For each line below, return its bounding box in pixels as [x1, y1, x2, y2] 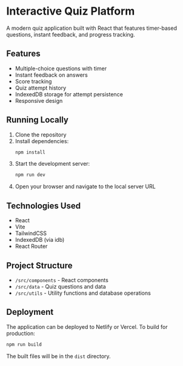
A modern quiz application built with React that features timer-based [6, 24, 178, 32]
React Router [15, 242, 48, 250]
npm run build [6, 341, 42, 348]
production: [6, 329, 35, 337]
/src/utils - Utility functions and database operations [15, 289, 151, 297]
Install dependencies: [15, 137, 69, 144]
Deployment [6, 307, 54, 317]
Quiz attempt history [15, 84, 67, 91]
